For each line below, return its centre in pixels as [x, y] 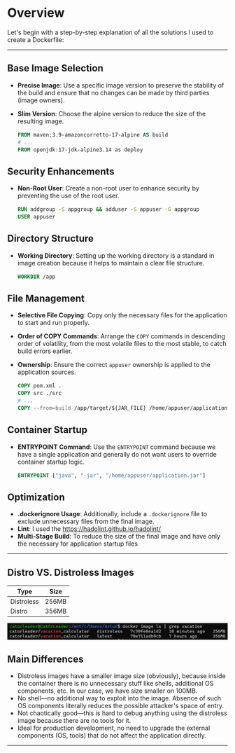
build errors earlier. [45, 351]
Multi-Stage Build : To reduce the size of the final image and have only [119, 537]
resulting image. [41, 121]
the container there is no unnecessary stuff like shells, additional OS [115, 684]
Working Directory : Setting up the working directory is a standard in [116, 255]
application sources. [47, 372]
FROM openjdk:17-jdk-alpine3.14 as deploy [80, 150]
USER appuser [36, 217]
